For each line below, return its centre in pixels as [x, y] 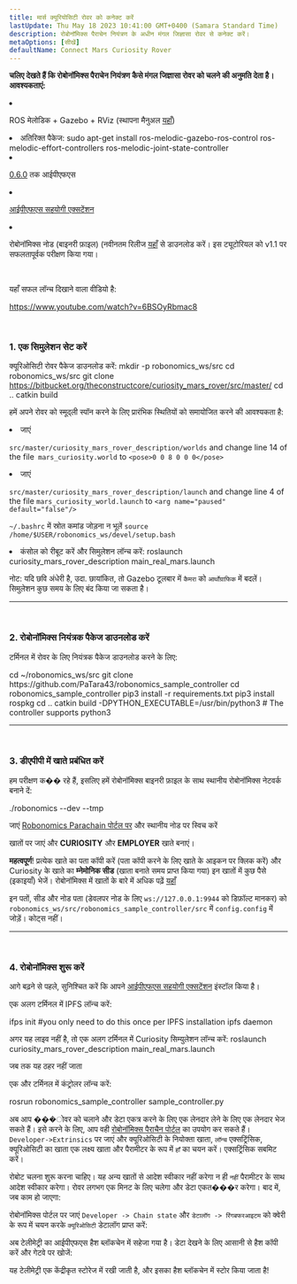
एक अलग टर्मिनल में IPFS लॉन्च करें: [61, 1004]
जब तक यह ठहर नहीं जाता [46, 1066]
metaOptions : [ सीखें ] [45, 42]
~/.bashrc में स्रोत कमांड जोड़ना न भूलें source [79, 526]
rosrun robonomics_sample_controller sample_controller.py [117, 1102]
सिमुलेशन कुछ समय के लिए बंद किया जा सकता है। [79, 589]
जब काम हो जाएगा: [35, 1197]
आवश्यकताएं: [27, 86]
